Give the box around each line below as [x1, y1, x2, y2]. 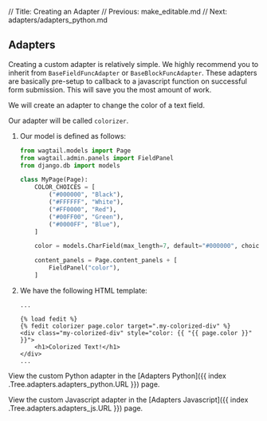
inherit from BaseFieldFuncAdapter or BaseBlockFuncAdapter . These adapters [8, 68, 257, 77]
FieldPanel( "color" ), [49, 264, 121, 272]
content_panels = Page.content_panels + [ [34, 257, 178, 265]
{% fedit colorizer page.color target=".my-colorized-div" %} [19, 322, 231, 330]
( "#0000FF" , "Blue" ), [49, 220, 121, 228]
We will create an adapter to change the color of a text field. [8, 100, 206, 110]
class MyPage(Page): [19, 175, 88, 184]
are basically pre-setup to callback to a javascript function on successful [8, 76, 247, 86]
